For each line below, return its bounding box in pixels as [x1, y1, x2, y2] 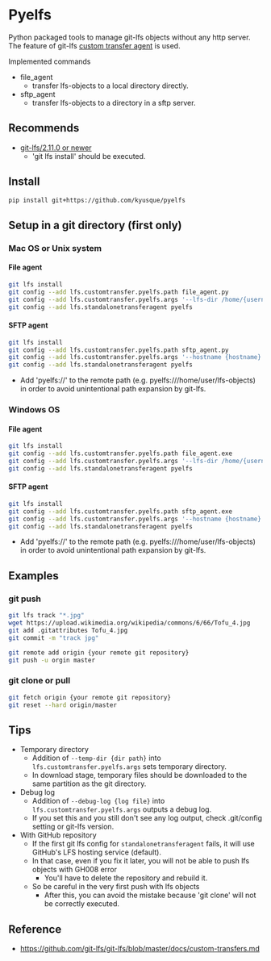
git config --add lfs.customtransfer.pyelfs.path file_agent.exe [8, 449, 232, 458]
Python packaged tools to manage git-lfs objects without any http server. [8, 32, 251, 42]
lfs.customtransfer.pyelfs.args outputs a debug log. [31, 804, 212, 814]
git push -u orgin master [8, 656, 95, 664]
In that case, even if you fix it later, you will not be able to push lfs [31, 856, 250, 866]
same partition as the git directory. [31, 779, 147, 788]
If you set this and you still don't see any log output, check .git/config [31, 813, 263, 823]
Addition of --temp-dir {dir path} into [31, 753, 161, 763]
